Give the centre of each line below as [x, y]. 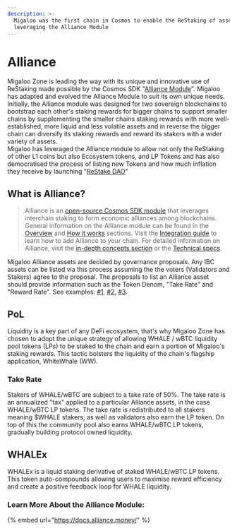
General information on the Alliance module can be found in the [117, 226]
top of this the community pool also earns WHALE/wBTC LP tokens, [105, 425]
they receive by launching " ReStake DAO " [68, 172]
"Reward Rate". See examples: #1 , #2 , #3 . [68, 292]
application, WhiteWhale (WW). [53, 361]
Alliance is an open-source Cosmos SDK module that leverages [117, 211]
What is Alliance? [47, 194]
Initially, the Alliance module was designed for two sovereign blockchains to [117, 104]
